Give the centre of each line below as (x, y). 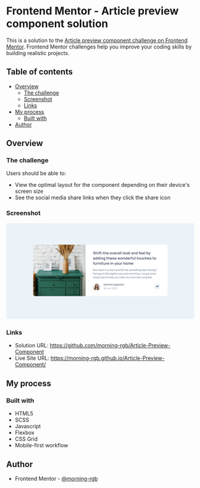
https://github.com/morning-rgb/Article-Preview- (110, 345)
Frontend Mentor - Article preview (93, 11)
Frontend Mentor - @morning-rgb (56, 478)
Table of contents (39, 72)
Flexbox (24, 433)
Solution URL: (32, 345)
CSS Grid (26, 439)
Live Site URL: (32, 358)
